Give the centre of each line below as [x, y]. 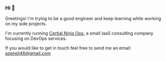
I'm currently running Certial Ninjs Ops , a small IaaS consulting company [79, 33]
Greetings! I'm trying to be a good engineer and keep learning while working [83, 19]
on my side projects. [26, 24]
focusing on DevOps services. [36, 38]
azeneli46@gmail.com [28, 53]
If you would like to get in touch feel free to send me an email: [68, 48]
